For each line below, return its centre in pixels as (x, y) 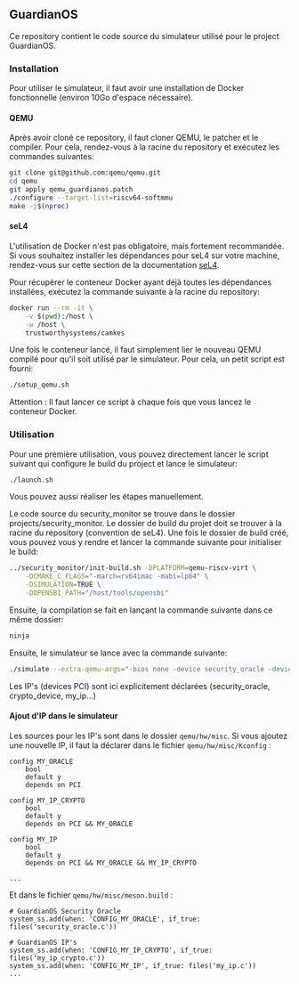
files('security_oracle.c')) (63, 927)
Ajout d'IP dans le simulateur (64, 716)
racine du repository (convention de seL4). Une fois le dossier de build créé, (149, 533)
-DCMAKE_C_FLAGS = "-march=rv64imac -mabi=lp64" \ (117, 577)
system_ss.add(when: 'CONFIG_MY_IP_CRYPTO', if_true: (111, 950)
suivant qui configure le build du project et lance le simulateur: (123, 463)
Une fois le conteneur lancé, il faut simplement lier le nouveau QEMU (135, 350)
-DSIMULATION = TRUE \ (63, 585)
